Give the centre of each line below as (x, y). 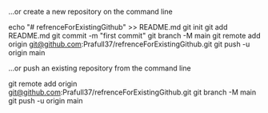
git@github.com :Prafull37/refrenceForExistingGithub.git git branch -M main (132, 92)
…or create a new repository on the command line (91, 12)
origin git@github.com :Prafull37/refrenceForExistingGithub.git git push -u (129, 44)
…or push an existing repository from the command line (100, 68)
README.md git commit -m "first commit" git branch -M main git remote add (134, 36)
